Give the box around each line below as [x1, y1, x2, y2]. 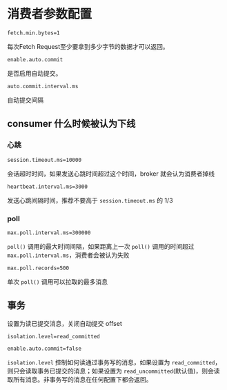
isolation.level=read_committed [7, 333, 100, 340]
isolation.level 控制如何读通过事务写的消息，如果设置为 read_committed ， [7, 358, 221, 366]
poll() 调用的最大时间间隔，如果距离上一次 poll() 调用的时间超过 [7, 242, 195, 250]
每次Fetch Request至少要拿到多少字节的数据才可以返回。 [7, 42, 169, 50]
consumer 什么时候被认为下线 [7, 118, 136, 130]
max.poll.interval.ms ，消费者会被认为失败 [7, 251, 130, 259]
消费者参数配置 [7, 6, 92, 22]
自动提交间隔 [7, 96, 43, 104]
